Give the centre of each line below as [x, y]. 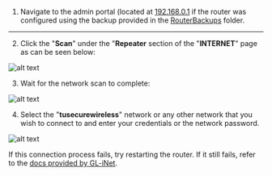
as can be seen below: [57, 52]
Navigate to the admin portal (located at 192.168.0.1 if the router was [133, 12]
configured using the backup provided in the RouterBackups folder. [132, 20]
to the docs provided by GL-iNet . [63, 163]
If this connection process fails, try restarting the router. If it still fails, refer [132, 154]
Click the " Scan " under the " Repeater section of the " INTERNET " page [138, 43]
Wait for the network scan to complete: [85, 83]
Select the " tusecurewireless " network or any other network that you [136, 115]
